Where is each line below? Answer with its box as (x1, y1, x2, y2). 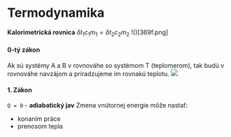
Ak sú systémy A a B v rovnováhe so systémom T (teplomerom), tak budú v (7, 61, 225, 69)
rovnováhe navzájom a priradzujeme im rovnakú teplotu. (7, 69, 170, 78)
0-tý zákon (7, 45, 41, 54)
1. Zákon (7, 85, 33, 94)
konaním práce (17, 115, 61, 123)
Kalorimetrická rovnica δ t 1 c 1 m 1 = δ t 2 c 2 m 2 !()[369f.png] (7, 28, 169, 38)
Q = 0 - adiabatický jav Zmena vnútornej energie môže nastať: (7, 101, 188, 110)
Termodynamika (7, 5, 105, 21)
